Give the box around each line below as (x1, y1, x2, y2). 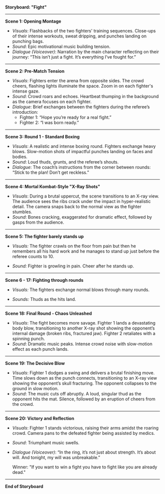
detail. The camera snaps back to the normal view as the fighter (12, 204, 141, 209)
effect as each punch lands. (12, 346, 69, 352)
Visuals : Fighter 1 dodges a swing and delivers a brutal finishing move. (12, 370, 155, 376)
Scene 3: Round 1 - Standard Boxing (5, 134, 80, 139)
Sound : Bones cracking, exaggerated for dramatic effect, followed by (12, 214, 152, 220)
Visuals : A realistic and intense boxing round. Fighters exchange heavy (12, 143, 156, 149)
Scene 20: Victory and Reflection (5, 416, 75, 421)
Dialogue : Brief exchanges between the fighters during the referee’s (12, 104, 150, 110)
